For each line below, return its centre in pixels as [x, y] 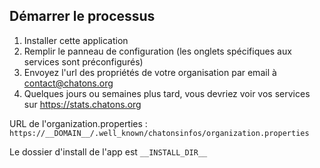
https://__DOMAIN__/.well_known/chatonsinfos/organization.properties [159, 133]
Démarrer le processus [82, 16]
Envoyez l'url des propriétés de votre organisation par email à [150, 72]
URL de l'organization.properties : [78, 123]
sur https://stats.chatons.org [82, 104]
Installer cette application [76, 40]
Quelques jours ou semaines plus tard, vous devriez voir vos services [167, 93]
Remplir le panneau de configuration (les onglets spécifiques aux [157, 51]
